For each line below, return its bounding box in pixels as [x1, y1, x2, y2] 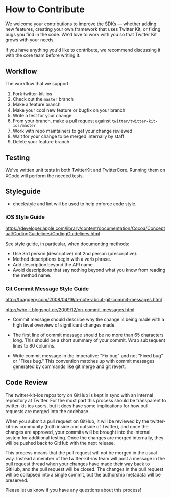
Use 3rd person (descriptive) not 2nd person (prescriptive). [12, 250, 138, 256]
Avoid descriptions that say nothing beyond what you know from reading [12, 267, 166, 273]
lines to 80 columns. [12, 342, 56, 349]
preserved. [5, 477, 29, 483]
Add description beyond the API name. [12, 261, 94, 267]
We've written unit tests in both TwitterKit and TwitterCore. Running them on [5, 167, 166, 173]
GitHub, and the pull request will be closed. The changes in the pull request [5, 466, 164, 472]
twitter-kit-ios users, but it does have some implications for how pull [5, 403, 149, 409]
